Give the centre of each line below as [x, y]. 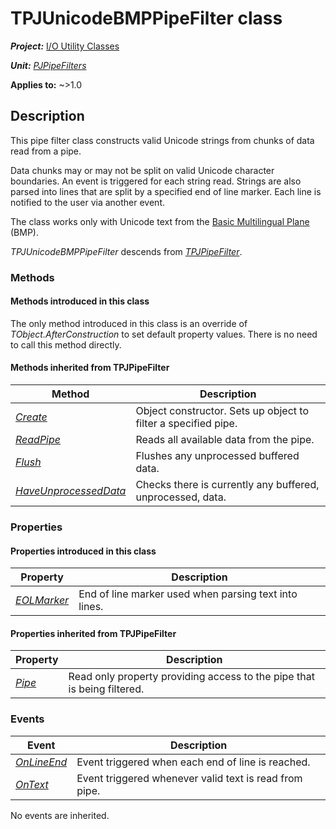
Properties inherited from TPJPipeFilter [93, 633]
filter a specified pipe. [186, 424]
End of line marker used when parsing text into [188, 594]
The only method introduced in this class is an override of [129, 323]
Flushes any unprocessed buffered [217, 456]
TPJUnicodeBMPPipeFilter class [146, 18]
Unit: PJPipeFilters [48, 65]
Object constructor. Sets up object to [222, 411]
